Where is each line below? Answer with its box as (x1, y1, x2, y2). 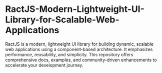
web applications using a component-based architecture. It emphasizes (5, 46, 153, 52)
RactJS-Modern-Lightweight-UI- (5, 3, 145, 15)
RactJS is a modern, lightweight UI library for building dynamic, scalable (5, 41, 154, 47)
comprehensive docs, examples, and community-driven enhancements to (5, 57, 157, 63)
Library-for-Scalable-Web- (5, 14, 119, 25)
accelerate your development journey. (5, 62, 83, 68)
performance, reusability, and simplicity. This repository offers (5, 51, 133, 58)
